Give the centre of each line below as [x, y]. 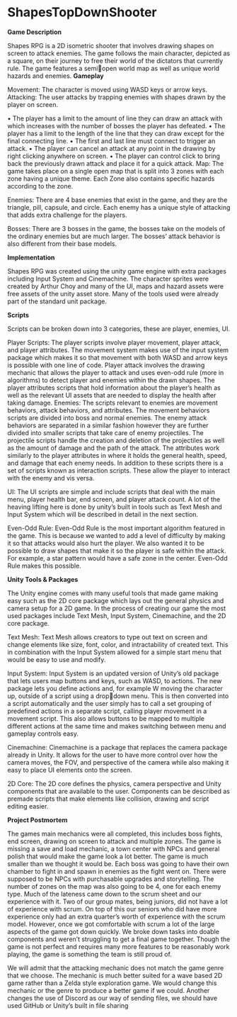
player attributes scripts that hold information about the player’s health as [114, 388]
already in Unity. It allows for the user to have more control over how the [112, 755]
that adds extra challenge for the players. [67, 215]
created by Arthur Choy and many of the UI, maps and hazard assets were [116, 286]
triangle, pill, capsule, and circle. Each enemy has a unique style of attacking [119, 207]
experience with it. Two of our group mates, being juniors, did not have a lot [117, 901]
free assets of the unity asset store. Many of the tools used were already [113, 293]
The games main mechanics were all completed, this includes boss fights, [115, 833]
